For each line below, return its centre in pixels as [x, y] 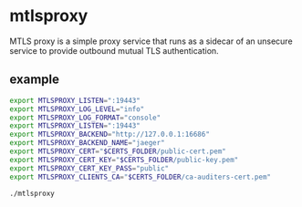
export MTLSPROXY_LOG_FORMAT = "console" [85, 118]
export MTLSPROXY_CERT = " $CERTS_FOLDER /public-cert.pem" [118, 151]
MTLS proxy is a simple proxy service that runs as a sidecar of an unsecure [151, 41]
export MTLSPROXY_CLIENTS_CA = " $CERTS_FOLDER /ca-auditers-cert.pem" [141, 177]
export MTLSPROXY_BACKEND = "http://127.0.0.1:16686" [109, 135]
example [35, 80]
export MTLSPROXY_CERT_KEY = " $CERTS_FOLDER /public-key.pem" [124, 160]
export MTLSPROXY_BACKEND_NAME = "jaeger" [88, 143]
